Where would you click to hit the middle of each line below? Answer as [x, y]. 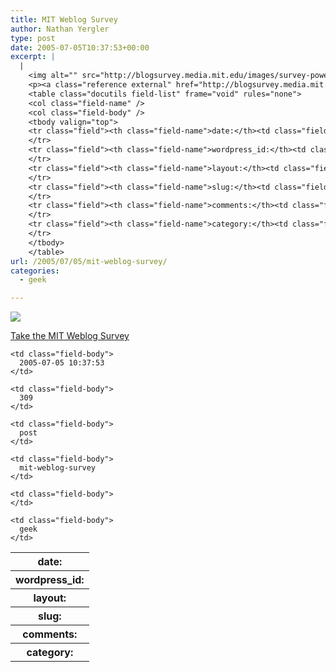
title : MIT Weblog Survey [64, 19]
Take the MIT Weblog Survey [70, 336]
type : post [33, 38]
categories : [35, 271]
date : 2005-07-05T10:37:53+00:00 [80, 47]
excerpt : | [33, 57]
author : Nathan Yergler [60, 29]
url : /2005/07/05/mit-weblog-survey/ [89, 261]
